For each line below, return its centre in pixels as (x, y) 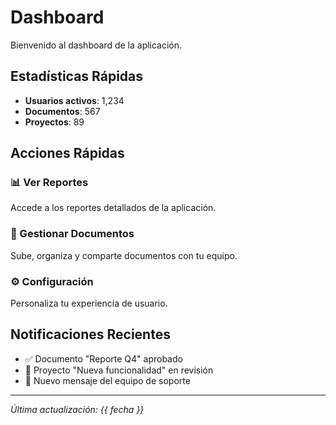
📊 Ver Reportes (49, 183)
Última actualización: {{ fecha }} (77, 409)
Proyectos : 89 (54, 122)
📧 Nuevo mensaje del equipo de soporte (107, 380)
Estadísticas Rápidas (77, 76)
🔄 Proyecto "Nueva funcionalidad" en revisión (119, 370)
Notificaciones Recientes (90, 334)
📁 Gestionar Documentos (72, 234)
